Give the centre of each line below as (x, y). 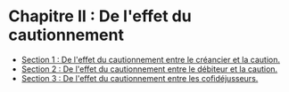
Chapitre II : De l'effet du (100, 16)
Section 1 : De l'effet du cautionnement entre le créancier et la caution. (150, 59)
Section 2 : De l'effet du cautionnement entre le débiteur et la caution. (149, 69)
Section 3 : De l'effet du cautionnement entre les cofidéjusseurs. (140, 78)
